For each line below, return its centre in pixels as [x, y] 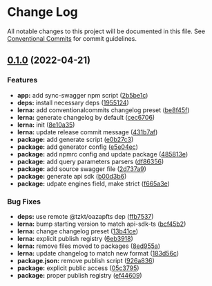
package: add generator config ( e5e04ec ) [77, 147]
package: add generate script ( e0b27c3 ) [75, 139]
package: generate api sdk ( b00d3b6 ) [72, 176]
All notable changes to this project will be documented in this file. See [106, 31]
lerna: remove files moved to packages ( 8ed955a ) [89, 246]
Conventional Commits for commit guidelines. [72, 38]
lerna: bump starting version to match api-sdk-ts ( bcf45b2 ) [102, 224]
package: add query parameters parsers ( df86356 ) [90, 161]
